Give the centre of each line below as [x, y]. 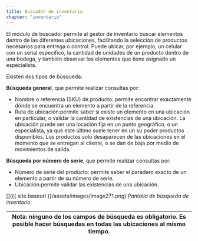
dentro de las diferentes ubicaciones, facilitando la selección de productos [97, 40]
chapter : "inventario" [34, 17]
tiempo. [99, 231]
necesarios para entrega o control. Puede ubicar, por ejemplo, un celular [94, 46]
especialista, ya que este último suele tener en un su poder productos [99, 130]
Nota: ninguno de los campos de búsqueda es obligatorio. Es [99, 216]
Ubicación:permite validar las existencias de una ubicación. [87, 184]
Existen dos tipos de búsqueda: [44, 76]
